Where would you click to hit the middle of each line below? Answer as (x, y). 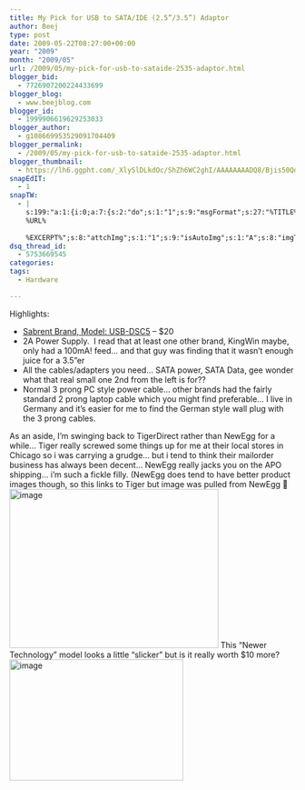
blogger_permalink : (46, 145)
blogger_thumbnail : (46, 161)
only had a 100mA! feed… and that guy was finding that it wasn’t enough (158, 350)
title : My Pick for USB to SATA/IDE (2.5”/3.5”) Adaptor (119, 18)
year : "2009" (34, 52)
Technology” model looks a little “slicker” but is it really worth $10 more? (144, 655)
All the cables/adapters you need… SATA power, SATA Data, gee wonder (158, 370)
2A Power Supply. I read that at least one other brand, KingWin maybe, (156, 341)
